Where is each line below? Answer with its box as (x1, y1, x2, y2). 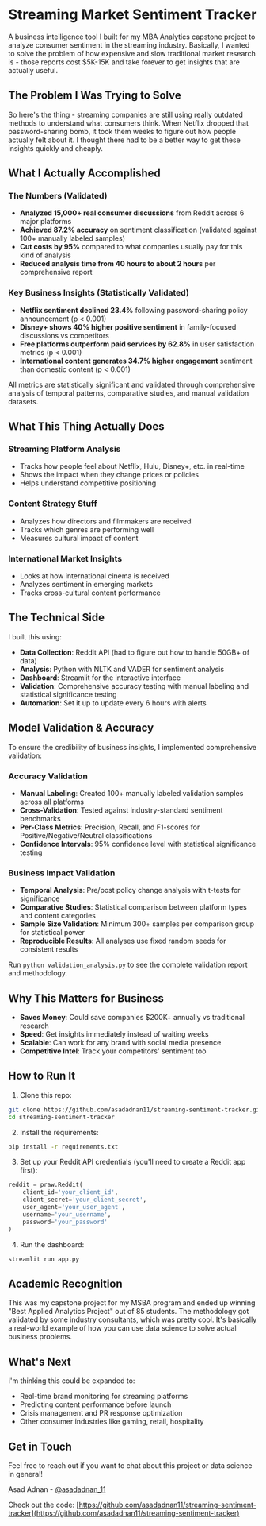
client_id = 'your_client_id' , (22, 1188, 119, 1196)
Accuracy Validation (8, 771, 89, 782)
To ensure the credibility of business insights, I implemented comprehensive (8, 742, 257, 751)
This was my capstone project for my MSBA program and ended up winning (8, 1298, 256, 1308)
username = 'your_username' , (22, 1210, 112, 1219)
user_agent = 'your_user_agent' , (22, 1203, 126, 1211)
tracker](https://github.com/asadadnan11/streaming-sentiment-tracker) (8, 1508, 240, 1518)
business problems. (8, 1332, 73, 1342)
